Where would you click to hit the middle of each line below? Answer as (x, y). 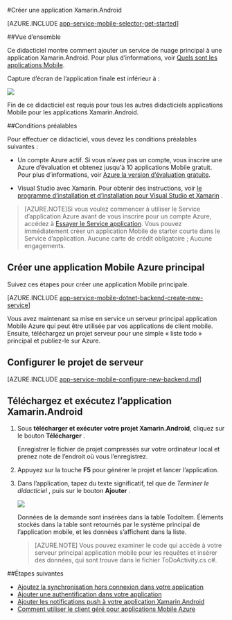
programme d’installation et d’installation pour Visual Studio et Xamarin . (120, 196)
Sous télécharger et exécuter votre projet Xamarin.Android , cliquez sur (121, 429)
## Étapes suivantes (35, 574)
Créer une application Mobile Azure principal (106, 267)
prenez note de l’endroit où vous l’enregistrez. (82, 456)
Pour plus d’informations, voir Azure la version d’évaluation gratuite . (114, 175)
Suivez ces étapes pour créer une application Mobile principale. (98, 284)
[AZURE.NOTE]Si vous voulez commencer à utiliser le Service (112, 209)
